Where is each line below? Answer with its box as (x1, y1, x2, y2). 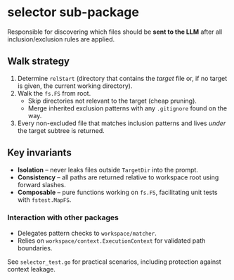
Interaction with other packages (7, 212, 119, 222)
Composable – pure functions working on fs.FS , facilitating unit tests (17, 188, 218, 196)
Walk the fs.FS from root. (17, 89, 91, 97)
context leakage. (7, 265, 56, 273)
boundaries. (17, 243, 53, 252)
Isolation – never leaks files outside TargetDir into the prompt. (17, 165, 199, 174)
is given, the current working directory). (17, 82, 133, 90)
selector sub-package (7, 4, 139, 20)
